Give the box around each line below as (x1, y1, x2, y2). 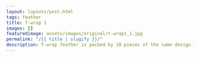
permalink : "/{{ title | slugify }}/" (6, 36, 103, 42)
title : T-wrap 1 (6, 20, 47, 26)
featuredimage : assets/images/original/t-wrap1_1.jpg (6, 31, 143, 37)
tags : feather (6, 14, 42, 20)
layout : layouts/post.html (6, 8, 74, 15)
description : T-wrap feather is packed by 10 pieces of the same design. (6, 42, 194, 48)
